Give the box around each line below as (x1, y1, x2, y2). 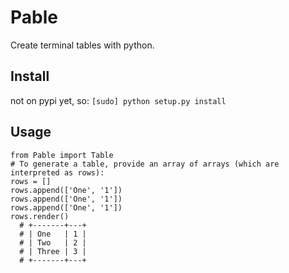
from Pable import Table (10, 150, 114, 160)
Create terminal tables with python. (10, 39, 155, 51)
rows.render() (10, 211, 70, 221)
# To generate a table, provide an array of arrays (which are (10, 159, 280, 169)
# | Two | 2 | (19, 237, 87, 248)
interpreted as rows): (10, 167, 105, 178)
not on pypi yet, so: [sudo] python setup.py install (10, 94, 227, 106)
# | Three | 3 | (19, 246, 87, 256)
